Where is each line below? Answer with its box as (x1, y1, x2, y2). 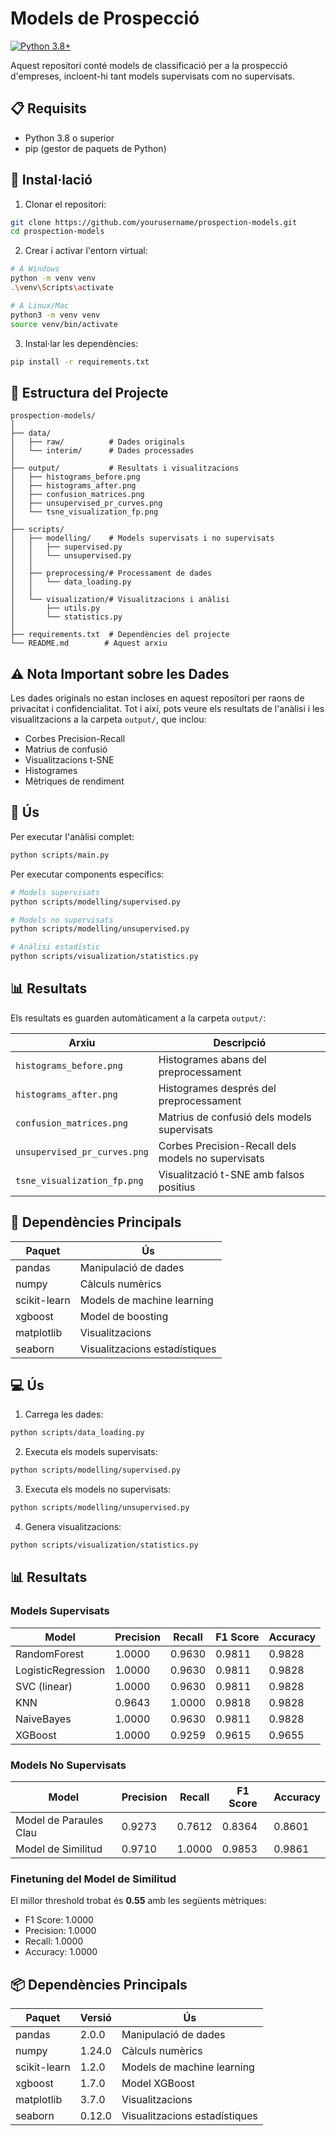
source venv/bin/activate (10, 319, 118, 329)
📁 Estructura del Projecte (10, 384, 169, 401)
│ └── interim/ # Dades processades (10, 446, 195, 456)
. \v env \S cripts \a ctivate (10, 283, 114, 293)
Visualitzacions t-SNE (24, 754, 115, 766)
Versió (79, 2011, 112, 2025)
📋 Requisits (10, 100, 87, 117)
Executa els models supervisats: (24, 1446, 158, 1458)
